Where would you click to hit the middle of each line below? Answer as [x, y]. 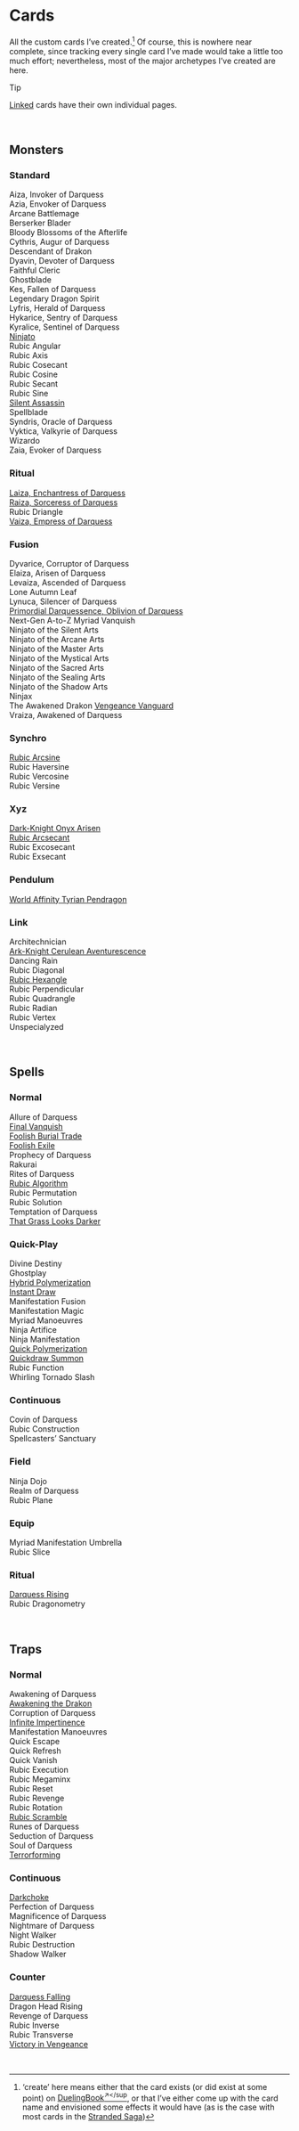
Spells [27, 1072]
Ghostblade [30, 280]
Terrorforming [35, 1855]
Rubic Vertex [32, 1017]
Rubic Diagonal [37, 970]
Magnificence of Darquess [58, 1916]
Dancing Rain [33, 961]
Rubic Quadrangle [42, 999]
